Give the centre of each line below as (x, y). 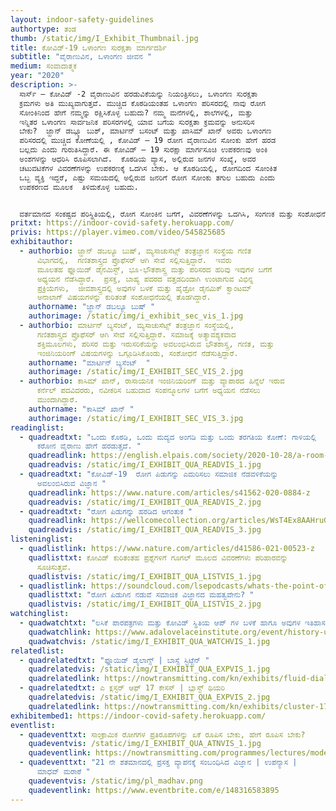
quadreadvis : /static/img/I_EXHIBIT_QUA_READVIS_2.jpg (145, 502)
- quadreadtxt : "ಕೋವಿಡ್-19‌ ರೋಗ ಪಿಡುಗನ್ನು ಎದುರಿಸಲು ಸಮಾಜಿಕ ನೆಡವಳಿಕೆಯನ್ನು (149, 474)
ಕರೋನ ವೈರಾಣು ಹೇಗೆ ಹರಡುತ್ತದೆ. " (89, 446)
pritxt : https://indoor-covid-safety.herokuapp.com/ (122, 223)
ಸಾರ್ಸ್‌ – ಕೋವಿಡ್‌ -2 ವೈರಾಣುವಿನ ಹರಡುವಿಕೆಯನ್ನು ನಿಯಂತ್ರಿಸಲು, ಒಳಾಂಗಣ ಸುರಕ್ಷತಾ (138, 94)
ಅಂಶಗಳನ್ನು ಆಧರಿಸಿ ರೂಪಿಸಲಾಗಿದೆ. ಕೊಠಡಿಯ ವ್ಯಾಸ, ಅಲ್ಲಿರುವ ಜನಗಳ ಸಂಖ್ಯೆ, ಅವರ (138, 159)
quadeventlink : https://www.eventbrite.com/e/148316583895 (154, 790)
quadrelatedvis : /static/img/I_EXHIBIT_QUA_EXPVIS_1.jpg (149, 669)
